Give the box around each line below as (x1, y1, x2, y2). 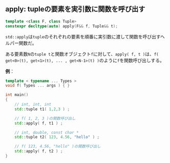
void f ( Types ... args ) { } (5, 83, 70, 88)
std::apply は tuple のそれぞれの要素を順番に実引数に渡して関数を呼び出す (5, 33, 160, 39)
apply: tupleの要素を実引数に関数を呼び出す (5, 5, 145, 14)
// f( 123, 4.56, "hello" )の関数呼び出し (14, 144, 101, 149)
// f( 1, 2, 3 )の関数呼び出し (14, 116, 76, 121)
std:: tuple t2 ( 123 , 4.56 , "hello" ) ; (14, 135, 100, 140)
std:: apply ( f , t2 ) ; (14, 149, 63, 154)
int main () (5, 92, 29, 97)
